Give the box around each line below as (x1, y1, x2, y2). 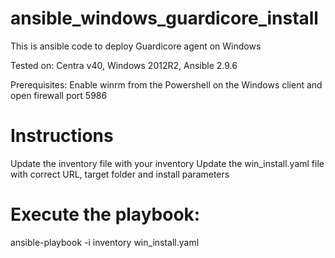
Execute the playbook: (10, 203, 201, 226)
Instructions (10, 125, 114, 147)
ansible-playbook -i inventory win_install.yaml (10, 236, 200, 248)
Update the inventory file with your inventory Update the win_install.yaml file (10, 157, 325, 169)
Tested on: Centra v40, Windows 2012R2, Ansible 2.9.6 (10, 59, 238, 71)
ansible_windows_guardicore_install (10, 7, 319, 30)
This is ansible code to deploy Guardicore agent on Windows (10, 40, 262, 52)
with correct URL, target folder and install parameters (10, 168, 230, 180)
